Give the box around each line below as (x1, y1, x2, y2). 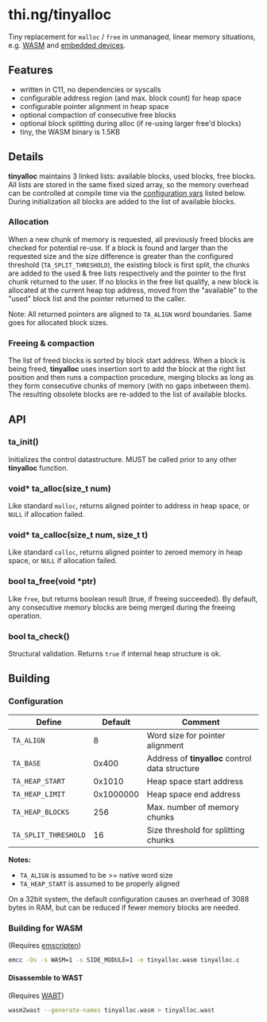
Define (35, 716, 62, 727)
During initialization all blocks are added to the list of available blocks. (8, 197, 236, 206)
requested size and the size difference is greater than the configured (8, 251, 234, 260)
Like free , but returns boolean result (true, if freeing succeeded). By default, (8, 593, 258, 603)
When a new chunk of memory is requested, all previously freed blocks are (8, 234, 254, 244)
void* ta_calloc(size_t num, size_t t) (8, 530, 149, 541)
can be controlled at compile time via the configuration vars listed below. (8, 188, 246, 198)
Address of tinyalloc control (146, 753, 252, 764)
